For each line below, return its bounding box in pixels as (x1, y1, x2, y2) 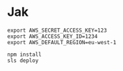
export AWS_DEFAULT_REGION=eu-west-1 (7, 39, 117, 45)
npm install (7, 51, 42, 58)
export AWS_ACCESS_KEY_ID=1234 (7, 32, 98, 40)
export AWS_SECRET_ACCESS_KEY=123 (7, 27, 108, 34)
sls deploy (7, 57, 39, 64)
